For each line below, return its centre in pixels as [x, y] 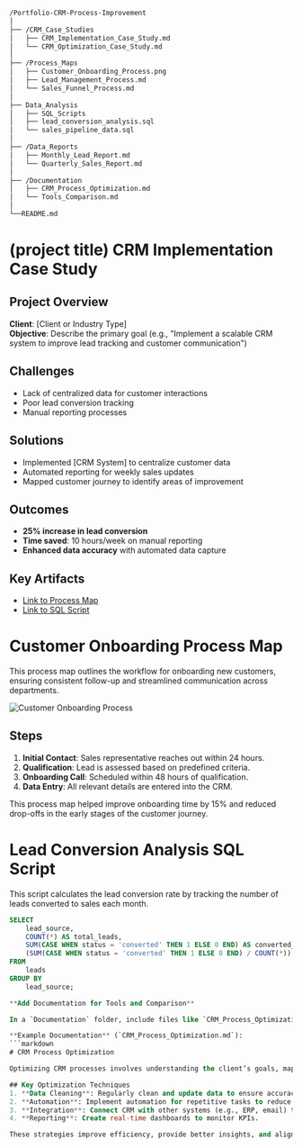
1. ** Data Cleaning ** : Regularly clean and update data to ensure [136, 1093]
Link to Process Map [60, 601]
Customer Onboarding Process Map [146, 646]
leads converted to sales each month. [79, 903]
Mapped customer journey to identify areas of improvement [133, 481]
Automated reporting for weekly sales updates [108, 472]
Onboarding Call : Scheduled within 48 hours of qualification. [135, 777]
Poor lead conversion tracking [78, 402]
